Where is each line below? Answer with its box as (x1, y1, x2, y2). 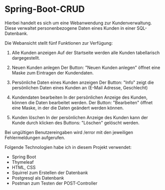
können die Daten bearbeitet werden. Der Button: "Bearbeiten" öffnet (11, 99, 153, 105)
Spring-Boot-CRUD (4, 3, 85, 15)
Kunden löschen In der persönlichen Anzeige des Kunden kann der (11, 114, 148, 120)
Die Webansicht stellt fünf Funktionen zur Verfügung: (4, 40, 113, 46)
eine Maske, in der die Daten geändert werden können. (11, 105, 124, 111)
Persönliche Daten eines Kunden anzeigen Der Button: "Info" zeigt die (11, 79, 154, 85)
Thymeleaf (11, 159, 34, 165)
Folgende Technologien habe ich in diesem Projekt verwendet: (4, 144, 132, 150)
